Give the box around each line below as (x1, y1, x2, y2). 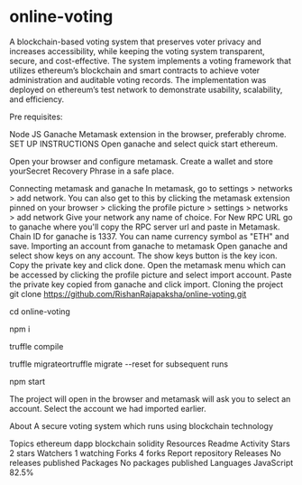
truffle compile (9, 340, 64, 351)
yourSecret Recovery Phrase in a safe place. (9, 165, 174, 176)
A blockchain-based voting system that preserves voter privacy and (9, 36, 261, 47)
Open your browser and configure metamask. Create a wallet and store (9, 155, 273, 166)
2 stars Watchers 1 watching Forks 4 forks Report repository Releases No (9, 447, 281, 458)
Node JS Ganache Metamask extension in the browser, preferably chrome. (9, 128, 287, 139)
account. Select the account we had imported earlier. (9, 403, 207, 414)
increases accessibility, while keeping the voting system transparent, (9, 45, 266, 56)
